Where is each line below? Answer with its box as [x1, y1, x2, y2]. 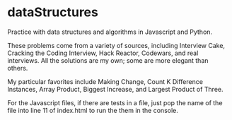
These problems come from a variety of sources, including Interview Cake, [7, 41, 225, 49]
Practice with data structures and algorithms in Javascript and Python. [7, 28, 213, 36]
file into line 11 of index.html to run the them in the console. [7, 106, 179, 114]
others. [7, 64, 28, 72]
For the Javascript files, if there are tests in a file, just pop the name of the [7, 98, 223, 107]
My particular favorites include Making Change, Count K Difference [7, 77, 204, 85]
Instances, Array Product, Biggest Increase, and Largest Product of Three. [7, 85, 224, 93]
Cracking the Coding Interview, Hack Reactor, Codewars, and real [7, 49, 199, 57]
